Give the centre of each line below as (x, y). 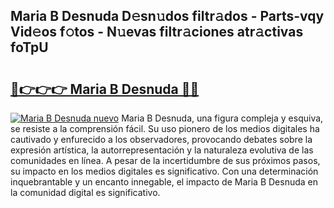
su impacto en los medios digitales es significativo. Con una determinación (164, 171)
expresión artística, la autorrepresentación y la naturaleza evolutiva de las (162, 150)
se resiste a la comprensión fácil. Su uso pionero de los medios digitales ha (165, 128)
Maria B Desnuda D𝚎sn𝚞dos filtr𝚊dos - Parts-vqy (167, 16)
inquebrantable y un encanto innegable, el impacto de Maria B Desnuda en (164, 182)
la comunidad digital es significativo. (85, 192)
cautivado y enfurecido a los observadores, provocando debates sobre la (161, 139)
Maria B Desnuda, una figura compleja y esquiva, (222, 118)
